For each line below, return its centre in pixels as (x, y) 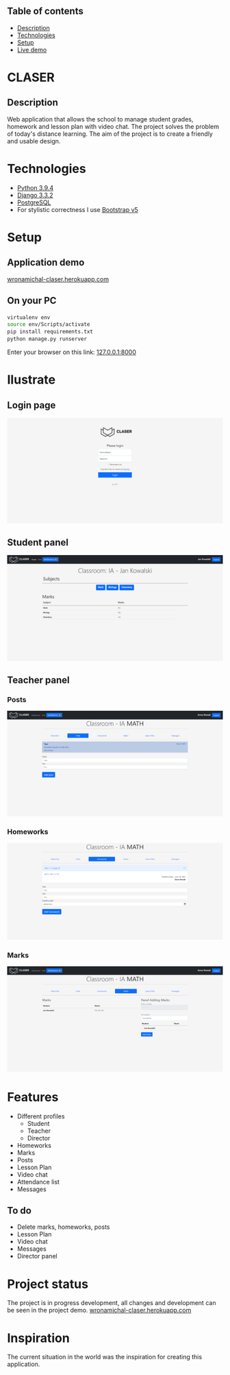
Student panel (38, 542)
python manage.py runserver (47, 339)
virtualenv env (29, 317)
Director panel (37, 1256)
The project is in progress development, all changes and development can (112, 1303)
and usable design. (34, 141)
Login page (31, 405)
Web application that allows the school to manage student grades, (100, 119)
